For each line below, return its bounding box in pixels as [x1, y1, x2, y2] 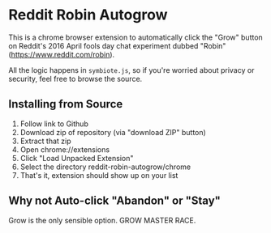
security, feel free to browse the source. [8, 74, 143, 83]
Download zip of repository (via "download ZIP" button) [19, 127, 207, 137]
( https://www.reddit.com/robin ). [8, 49, 115, 59]
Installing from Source [8, 97, 123, 111]
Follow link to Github [19, 119, 89, 129]
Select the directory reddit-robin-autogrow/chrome [19, 162, 191, 172]
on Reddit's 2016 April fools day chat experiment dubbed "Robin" [8, 40, 226, 50]
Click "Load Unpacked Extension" [19, 153, 134, 163]
